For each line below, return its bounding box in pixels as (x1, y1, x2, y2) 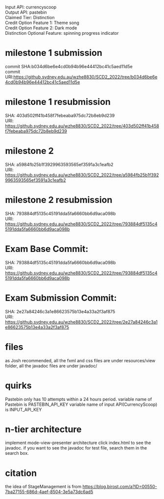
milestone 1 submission (5, 48, 103, 58)
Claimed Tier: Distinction (5, 15, 55, 20)
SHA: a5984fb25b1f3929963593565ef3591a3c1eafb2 (5, 161, 114, 167)
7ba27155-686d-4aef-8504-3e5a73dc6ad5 (5, 489, 94, 495)
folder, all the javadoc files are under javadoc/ (5, 363, 97, 369)
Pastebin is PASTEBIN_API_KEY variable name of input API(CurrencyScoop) (5, 401, 158, 407)
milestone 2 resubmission (5, 195, 113, 205)
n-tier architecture (5, 424, 82, 435)
